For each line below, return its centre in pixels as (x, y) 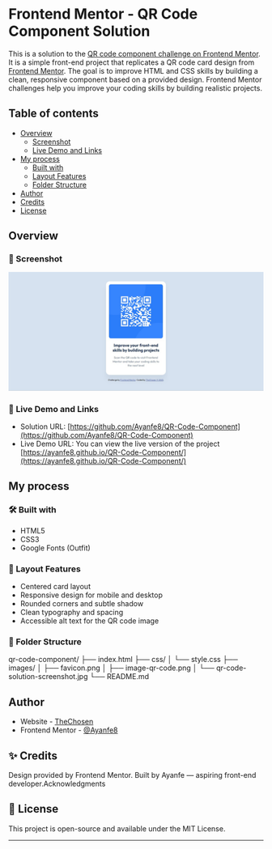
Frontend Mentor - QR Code (103, 14)
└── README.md (119, 677)
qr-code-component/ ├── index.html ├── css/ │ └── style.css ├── (123, 660)
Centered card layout (55, 586)
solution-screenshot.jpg (48, 677)
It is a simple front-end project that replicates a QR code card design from (132, 62)
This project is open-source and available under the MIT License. (117, 828)
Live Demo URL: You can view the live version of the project (120, 444)
